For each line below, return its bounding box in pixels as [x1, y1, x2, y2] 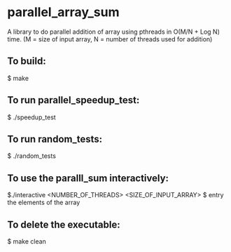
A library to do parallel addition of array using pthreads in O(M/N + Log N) [7, 27, 220, 36]
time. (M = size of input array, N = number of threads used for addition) [7, 34, 213, 43]
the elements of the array [7, 198, 80, 207]
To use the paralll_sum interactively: [7, 172, 169, 184]
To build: [7, 55, 47, 67]
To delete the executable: [7, 218, 120, 230]
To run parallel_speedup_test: [7, 94, 140, 106]
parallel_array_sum [7, 4, 120, 20]
